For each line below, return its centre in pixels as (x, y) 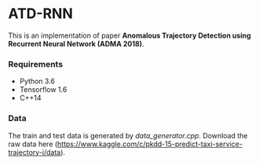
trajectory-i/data (35, 152)
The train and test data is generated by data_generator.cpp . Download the (128, 135)
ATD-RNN (40, 14)
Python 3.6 (37, 81)
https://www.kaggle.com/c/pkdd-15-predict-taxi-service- (150, 144)
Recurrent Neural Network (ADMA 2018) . (76, 43)
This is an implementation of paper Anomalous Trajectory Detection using (129, 35)
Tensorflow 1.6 (43, 90)
